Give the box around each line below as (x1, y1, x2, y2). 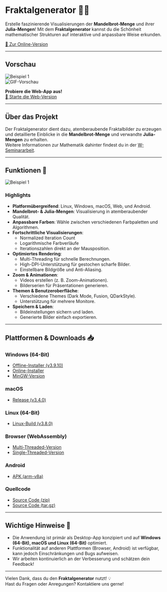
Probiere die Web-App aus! (5, 88, 63, 94)
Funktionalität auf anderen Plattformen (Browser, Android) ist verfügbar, (12, 545, 160, 551)
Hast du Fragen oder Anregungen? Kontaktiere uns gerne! (5, 581, 124, 587)
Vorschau (5, 60, 36, 69)
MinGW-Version (12, 373, 45, 379)
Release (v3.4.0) (12, 396, 46, 402)
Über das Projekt (5, 113, 58, 121)
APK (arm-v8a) (12, 473, 44, 479)
